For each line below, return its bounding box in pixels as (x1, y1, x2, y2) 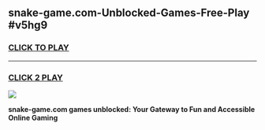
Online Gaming (8, 113, 58, 122)
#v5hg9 (8, 19, 48, 32)
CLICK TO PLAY (8, 43, 69, 54)
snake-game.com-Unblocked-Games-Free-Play (8, 6, 250, 20)
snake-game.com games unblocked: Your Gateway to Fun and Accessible (8, 104, 256, 113)
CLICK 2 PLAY (8, 72, 63, 83)
